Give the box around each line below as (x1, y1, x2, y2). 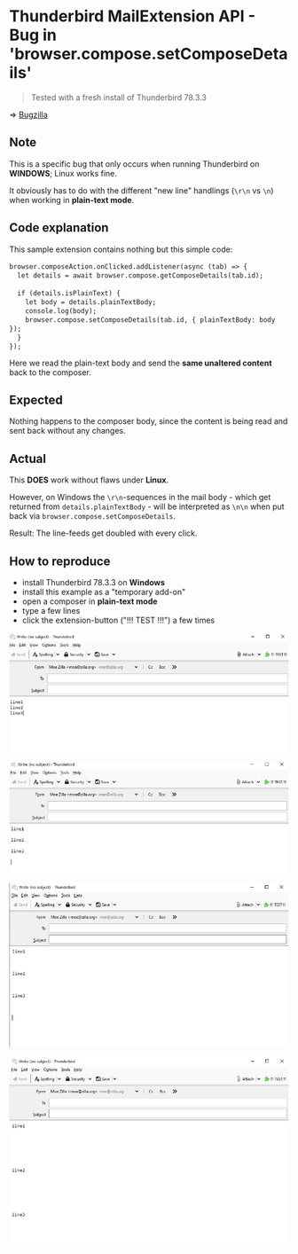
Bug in (9, 25, 58, 45)
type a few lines (21, 606, 81, 615)
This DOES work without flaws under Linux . (9, 474, 169, 485)
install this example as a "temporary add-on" (21, 587, 186, 597)
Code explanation (9, 220, 109, 236)
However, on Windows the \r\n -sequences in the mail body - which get (9, 492, 271, 503)
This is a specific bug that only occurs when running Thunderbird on (9, 158, 260, 169)
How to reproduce (9, 553, 111, 568)
